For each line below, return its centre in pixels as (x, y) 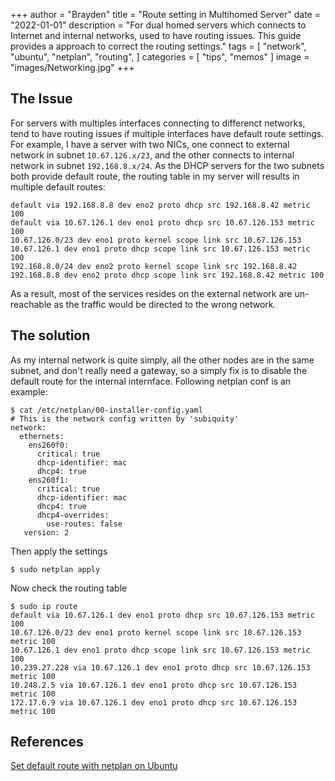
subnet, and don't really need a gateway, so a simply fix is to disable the (159, 370)
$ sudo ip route (44, 606)
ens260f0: (49, 445)
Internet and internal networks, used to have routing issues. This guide (156, 35)
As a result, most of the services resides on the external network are (151, 293)
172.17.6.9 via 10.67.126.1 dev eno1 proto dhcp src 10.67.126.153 (154, 702)
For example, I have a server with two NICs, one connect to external (150, 144)
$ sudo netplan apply (55, 569)
